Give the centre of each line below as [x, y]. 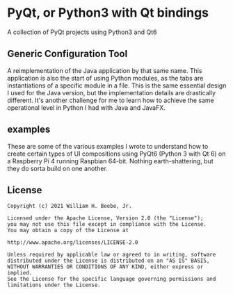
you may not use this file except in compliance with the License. [107, 224]
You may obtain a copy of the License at [68, 231]
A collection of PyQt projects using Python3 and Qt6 [82, 32]
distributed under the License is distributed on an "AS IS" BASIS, [109, 261]
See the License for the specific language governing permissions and [112, 279]
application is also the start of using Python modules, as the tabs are [105, 78]
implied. [20, 273]
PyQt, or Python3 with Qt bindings [108, 13]
